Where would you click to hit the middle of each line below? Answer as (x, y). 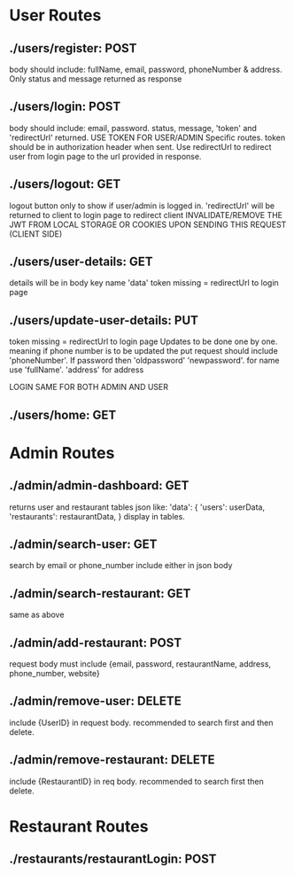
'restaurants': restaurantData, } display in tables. (97, 516)
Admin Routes (62, 453)
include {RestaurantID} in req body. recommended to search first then (136, 781)
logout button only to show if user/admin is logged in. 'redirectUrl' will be (142, 206)
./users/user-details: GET (81, 262)
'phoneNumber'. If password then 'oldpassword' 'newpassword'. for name (144, 361)
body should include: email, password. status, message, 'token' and (133, 128)
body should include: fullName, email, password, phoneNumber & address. (146, 69)
